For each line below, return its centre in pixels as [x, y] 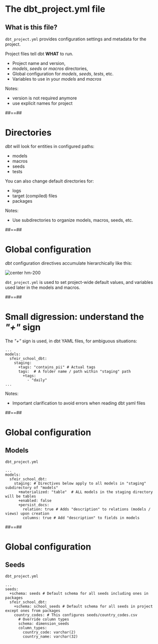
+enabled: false [35, 500]
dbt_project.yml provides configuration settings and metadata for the [76, 39]
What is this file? [31, 27]
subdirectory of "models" [32, 488]
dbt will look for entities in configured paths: [50, 146]
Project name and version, [39, 63]
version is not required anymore [45, 98]
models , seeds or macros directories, [50, 68]
